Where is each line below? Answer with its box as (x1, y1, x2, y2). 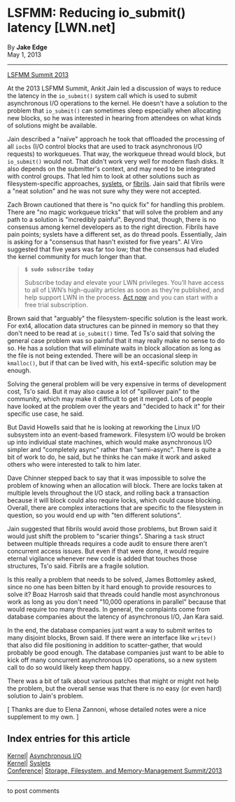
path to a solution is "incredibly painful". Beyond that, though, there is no (7, 215, 217, 223)
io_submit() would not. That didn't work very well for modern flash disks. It (7, 157, 225, 165)
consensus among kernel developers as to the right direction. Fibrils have (7, 223, 219, 231)
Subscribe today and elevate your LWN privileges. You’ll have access (24, 278, 225, 286)
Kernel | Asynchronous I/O (7, 751, 82, 760)
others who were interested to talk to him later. (7, 460, 141, 468)
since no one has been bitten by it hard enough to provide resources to (7, 582, 212, 591)
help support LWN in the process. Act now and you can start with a (24, 293, 218, 302)
